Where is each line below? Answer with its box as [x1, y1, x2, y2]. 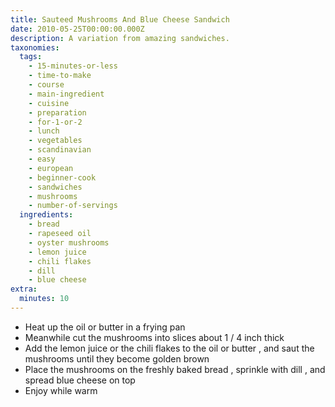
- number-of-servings [28, 201, 118, 211]
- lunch [28, 126, 60, 136]
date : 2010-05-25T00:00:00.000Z [10, 24, 145, 34]
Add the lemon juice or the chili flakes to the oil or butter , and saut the [24, 342, 315, 354]
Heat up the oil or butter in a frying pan [24, 321, 186, 333]
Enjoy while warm [24, 384, 98, 396]
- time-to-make [28, 71, 92, 81]
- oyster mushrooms [28, 237, 110, 248]
